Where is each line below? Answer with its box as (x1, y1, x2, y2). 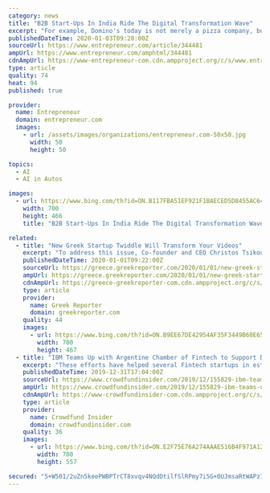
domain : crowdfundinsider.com (29, 421, 131, 429)
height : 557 (37, 458, 78, 466)
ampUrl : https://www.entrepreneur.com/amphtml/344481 (8, 49, 193, 57)
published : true (8, 86, 63, 95)
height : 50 (29, 145, 67, 153)
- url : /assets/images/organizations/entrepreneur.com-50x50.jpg (22, 131, 247, 139)
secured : (8, 472, 38, 480)
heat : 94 (8, 79, 38, 87)
